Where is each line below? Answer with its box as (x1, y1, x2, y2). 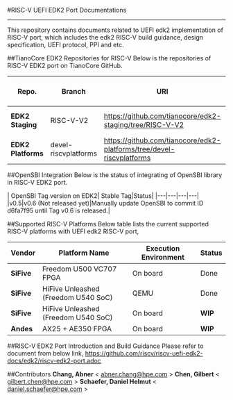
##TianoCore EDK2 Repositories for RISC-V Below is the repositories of (7, 54, 212, 62)
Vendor (10, 248, 36, 258)
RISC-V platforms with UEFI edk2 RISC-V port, (7, 227, 139, 235)
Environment (141, 253, 185, 262)
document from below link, (7, 349, 84, 357)
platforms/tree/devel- (103, 144, 175, 153)
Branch (61, 87, 86, 96)
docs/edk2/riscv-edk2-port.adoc (7, 357, 102, 365)
